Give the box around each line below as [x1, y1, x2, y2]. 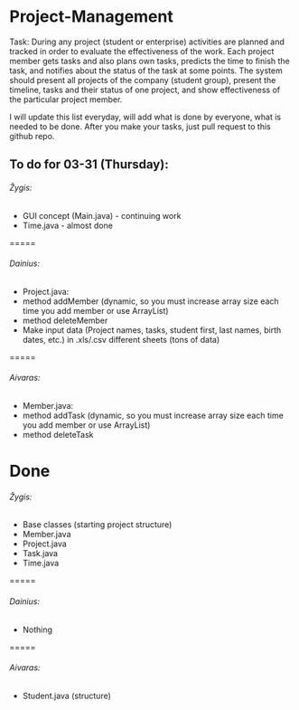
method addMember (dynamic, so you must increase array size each [22, 296, 279, 307]
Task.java [22, 548, 59, 559]
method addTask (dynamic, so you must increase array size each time [22, 410, 285, 421]
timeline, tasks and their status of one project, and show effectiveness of [9, 84, 281, 95]
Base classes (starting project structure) [22, 519, 173, 530]
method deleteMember [22, 315, 108, 326]
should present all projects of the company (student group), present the [9, 74, 276, 85]
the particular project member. [9, 93, 123, 105]
